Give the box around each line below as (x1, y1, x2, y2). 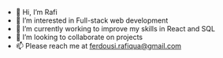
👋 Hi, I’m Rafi (15, 8, 58, 16)
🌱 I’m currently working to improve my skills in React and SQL (15, 24, 215, 33)
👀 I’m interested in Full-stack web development (15, 16, 169, 25)
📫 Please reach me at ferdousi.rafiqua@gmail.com (15, 42, 182, 50)
